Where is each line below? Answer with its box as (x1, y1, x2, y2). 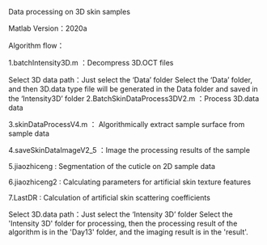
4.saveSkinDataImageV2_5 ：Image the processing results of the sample (8, 146, 251, 154)
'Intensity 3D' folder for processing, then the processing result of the (8, 218, 238, 228)
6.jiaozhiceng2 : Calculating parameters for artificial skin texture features (8, 177, 252, 187)
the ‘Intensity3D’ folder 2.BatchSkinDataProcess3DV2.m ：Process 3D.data (8, 94, 260, 103)
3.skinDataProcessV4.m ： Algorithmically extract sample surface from (8, 120, 245, 129)
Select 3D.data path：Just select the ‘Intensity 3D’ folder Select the (8, 209, 233, 219)
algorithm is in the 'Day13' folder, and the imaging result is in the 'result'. (8, 227, 248, 237)
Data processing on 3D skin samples (8, 7, 131, 16)
